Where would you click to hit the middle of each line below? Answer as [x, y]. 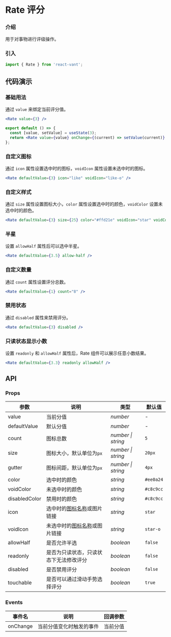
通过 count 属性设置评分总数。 [37, 282]
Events [14, 602]
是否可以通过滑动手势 [72, 579]
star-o [153, 529]
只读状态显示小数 [26, 341]
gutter [15, 468]
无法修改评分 [72, 560]
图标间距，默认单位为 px [74, 468]
